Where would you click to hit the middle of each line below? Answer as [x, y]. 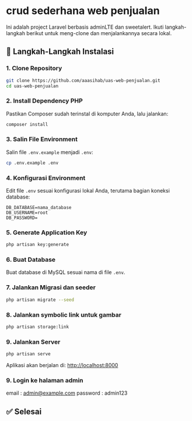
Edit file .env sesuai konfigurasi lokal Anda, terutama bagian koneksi [88, 191]
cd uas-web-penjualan [32, 86]
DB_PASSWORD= [22, 218]
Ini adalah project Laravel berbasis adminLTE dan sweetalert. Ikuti [85, 27]
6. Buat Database [31, 260]
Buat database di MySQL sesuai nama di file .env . [66, 272]
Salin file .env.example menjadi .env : [50, 152]
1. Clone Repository [34, 69]
